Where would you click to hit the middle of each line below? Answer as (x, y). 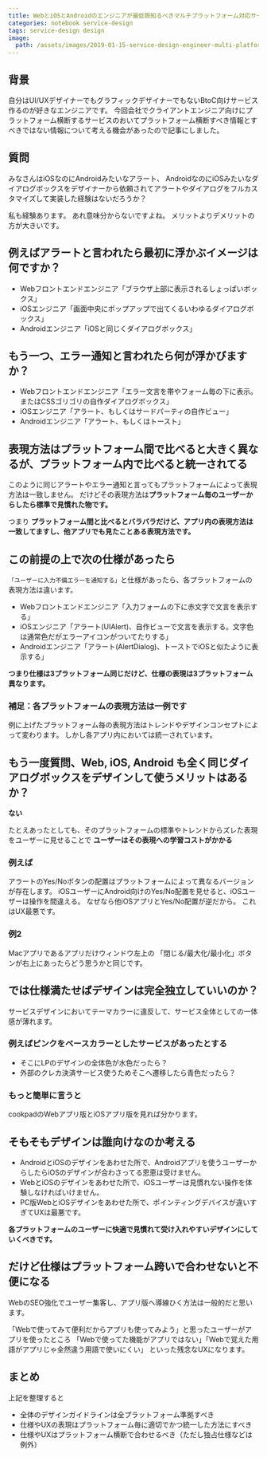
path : (25, 45)
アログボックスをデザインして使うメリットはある (128, 777)
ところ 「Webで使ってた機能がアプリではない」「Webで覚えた (151, 1339)
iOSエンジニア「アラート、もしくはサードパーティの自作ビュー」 (126, 412)
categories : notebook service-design (71, 23)
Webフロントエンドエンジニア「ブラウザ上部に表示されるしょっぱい (132, 289)
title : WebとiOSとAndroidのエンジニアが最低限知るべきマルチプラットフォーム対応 (130, 16)
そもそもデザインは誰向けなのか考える (102, 1142)
